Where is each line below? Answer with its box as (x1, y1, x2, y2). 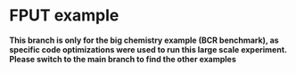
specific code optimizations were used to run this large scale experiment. (9, 44, 287, 54)
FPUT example (9, 5, 119, 26)
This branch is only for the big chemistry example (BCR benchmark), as (9, 35, 279, 45)
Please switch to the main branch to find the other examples (9, 53, 236, 64)
